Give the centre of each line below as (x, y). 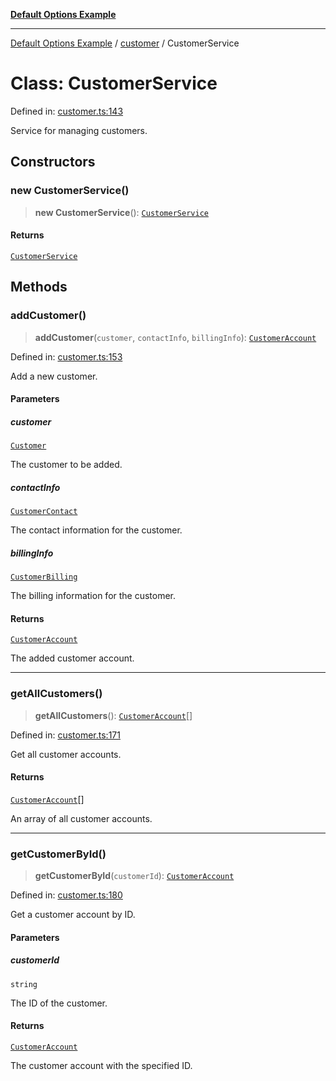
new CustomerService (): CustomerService (121, 212)
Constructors (53, 162)
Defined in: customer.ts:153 (66, 356)
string (24, 984)
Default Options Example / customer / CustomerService (125, 43)
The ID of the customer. (59, 1003)
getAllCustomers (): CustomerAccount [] (113, 715)
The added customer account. (72, 658)
